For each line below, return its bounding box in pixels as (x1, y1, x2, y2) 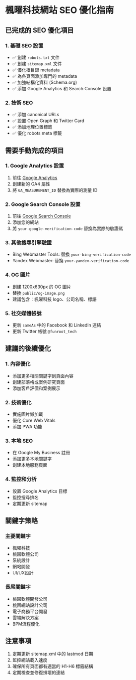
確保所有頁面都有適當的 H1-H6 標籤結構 (12, 664, 93, 670)
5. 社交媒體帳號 (5, 310, 42, 317)
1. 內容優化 (5, 360, 31, 367)
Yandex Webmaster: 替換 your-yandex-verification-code (12, 258, 130, 264)
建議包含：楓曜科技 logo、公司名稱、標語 (12, 296, 97, 302)
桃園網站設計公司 (12, 602, 48, 608)
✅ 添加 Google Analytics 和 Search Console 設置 (12, 85, 112, 91)
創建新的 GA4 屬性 (12, 180, 51, 187)
